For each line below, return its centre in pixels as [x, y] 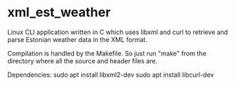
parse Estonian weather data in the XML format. [78, 39]
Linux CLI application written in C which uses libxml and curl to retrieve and [118, 32]
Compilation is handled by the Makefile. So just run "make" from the [107, 53]
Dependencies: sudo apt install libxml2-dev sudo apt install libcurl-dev [111, 75]
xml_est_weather [59, 12]
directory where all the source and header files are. [83, 60]
